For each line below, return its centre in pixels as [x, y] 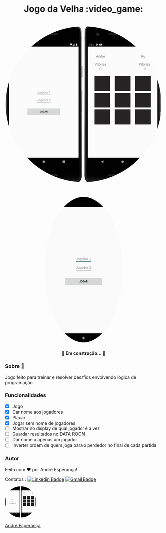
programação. [20, 382]
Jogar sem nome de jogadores [44, 423]
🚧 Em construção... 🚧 [83, 353]
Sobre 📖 [15, 366]
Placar [19, 417]
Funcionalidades [26, 395]
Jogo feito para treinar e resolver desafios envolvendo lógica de [71, 377]
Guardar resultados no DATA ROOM [49, 434]
